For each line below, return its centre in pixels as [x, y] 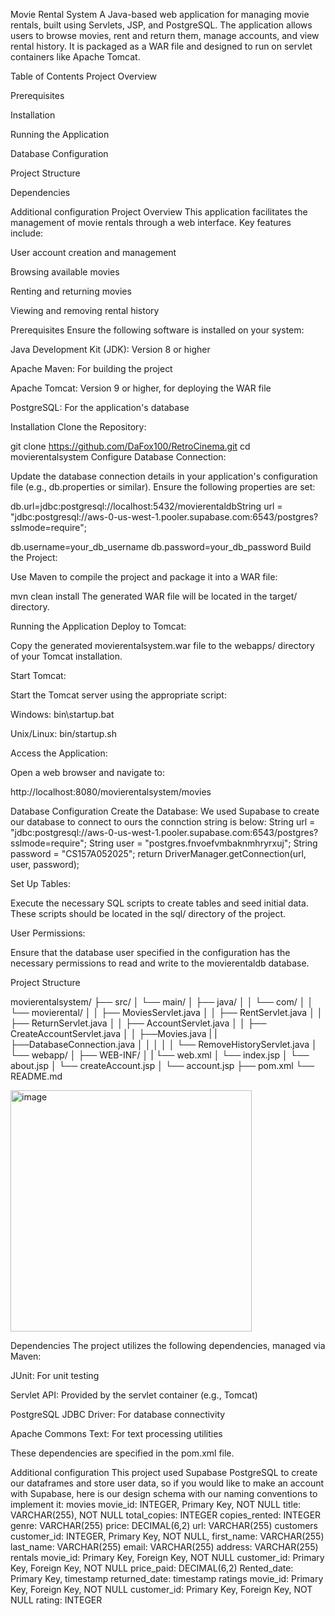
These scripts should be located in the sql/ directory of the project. [148, 913]
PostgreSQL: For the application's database [100, 407]
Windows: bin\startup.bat [62, 714]
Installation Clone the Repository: [78, 427]
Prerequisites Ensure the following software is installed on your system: [157, 330]
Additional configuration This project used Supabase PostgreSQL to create [164, 1472]
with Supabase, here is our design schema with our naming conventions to [164, 1493]
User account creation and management [93, 252]
